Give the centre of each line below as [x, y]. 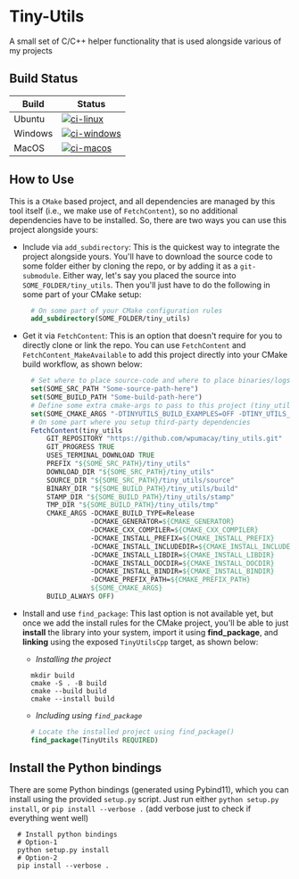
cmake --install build [73, 699]
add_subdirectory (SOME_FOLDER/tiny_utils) [111, 319]
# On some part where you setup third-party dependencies [141, 422]
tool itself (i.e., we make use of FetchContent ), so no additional [124, 211]
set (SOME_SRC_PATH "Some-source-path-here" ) [115, 389]
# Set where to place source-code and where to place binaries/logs [161, 381]
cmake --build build [69, 691]
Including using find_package [89, 715]
